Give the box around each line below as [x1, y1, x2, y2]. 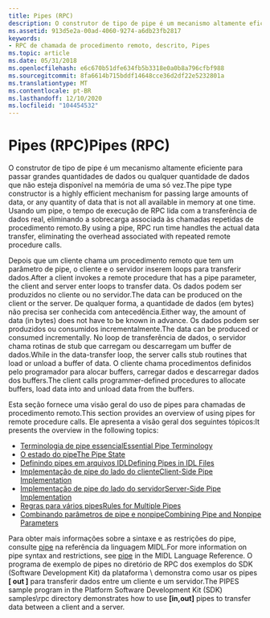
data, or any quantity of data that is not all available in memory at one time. [8, 197, 256, 207]
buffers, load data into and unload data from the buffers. [8, 384, 194, 394]
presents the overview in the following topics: [8, 425, 159, 435]
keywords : [8, 34, 42, 43]
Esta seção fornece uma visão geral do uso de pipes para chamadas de [8, 400, 246, 409]
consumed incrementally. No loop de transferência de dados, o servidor [8, 333, 247, 342]
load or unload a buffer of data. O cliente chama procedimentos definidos [8, 359, 252, 368]
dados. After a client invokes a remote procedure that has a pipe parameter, [8, 273, 257, 283]
